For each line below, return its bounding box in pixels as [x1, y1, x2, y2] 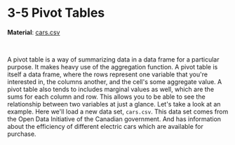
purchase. [7, 130, 36, 138]
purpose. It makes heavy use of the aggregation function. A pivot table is [7, 62, 218, 71]
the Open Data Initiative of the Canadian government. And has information [7, 114, 222, 123]
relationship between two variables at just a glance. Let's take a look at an [7, 99, 221, 108]
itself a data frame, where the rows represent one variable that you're [7, 70, 208, 78]
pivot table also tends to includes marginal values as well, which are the [7, 85, 215, 93]
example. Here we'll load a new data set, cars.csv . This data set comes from [7, 107, 229, 116]
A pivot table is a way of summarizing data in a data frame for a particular [7, 55, 220, 64]
